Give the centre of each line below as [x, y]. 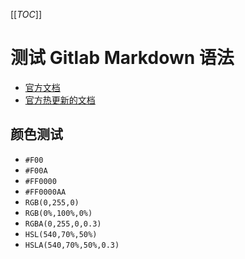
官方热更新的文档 [60, 100]
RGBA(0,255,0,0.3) [63, 224]
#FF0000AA [45, 192]
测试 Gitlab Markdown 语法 [122, 58]
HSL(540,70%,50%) [61, 234]
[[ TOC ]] [26, 14]
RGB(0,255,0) [52, 202]
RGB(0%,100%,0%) [58, 213]
